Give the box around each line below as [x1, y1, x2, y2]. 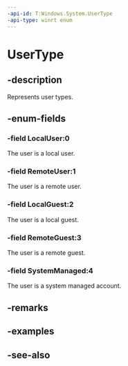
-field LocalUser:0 [7, 133, 71, 143]
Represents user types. [7, 92, 74, 101]
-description [7, 74, 62, 86]
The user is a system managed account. [7, 282, 122, 290]
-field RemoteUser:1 [7, 167, 76, 176]
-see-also [7, 349, 51, 361]
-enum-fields [7, 113, 66, 124]
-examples [7, 326, 55, 338]
